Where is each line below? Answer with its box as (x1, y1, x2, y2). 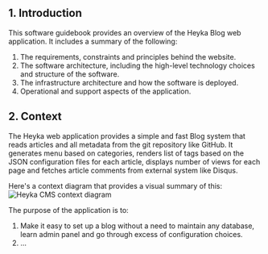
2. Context (8, 110, 62, 123)
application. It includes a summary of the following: (8, 36, 178, 46)
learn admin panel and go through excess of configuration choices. (19, 229, 243, 239)
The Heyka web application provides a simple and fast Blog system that (8, 131, 245, 140)
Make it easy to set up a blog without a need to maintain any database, (19, 221, 255, 231)
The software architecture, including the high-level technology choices (19, 60, 255, 70)
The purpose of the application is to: (8, 205, 129, 214)
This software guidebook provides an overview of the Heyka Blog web (8, 27, 241, 37)
